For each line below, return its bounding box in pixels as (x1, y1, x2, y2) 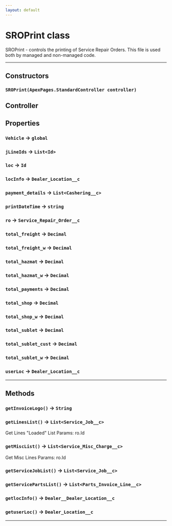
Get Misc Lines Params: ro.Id (5, 454, 66, 460)
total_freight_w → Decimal (5, 244, 72, 251)
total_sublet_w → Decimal (5, 354, 70, 361)
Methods (5, 389, 35, 398)
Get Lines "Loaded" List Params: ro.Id (5, 430, 85, 436)
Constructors (5, 71, 49, 80)
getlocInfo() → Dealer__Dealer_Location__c (5, 495, 115, 502)
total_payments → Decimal (5, 285, 70, 292)
